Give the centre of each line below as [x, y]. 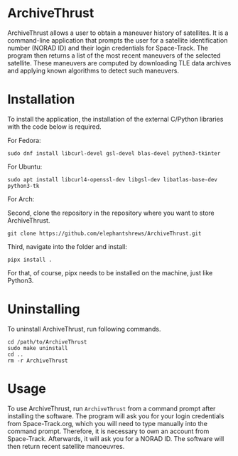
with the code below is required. [54, 127]
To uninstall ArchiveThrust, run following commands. [84, 329]
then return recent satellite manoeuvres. [66, 446]
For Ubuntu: [25, 166]
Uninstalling [44, 309]
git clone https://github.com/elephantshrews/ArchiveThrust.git [104, 233]
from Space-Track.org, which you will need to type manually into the [108, 423]
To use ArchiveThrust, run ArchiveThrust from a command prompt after [112, 408]
